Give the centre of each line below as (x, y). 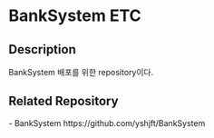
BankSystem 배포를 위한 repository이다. (81, 72)
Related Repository (63, 101)
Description (42, 49)
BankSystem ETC (75, 16)
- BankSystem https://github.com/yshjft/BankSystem (107, 123)
